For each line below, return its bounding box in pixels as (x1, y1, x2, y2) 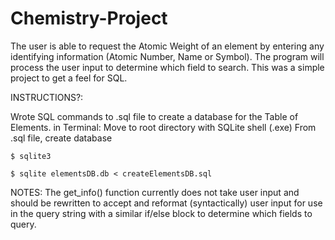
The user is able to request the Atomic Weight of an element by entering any (10, 40, 325, 52)
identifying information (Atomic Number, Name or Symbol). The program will (10, 50, 325, 62)
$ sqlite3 (10, 151, 52, 161)
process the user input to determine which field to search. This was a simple (10, 61, 325, 73)
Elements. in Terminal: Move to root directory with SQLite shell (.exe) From (10, 121, 317, 133)
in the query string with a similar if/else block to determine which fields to (10, 207, 313, 219)
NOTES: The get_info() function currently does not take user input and (10, 186, 300, 198)
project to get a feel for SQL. (10, 72, 128, 84)
